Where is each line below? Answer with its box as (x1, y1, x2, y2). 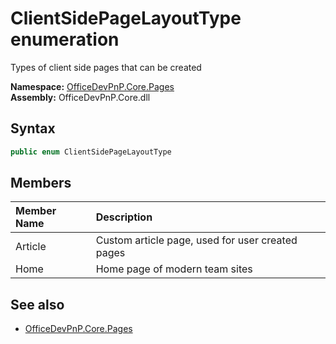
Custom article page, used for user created (95, 233, 298, 247)
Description (95, 210, 153, 224)
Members (10, 175, 72, 192)
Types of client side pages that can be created (10, 61, 202, 73)
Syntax (10, 120, 56, 137)
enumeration (10, 28, 120, 51)
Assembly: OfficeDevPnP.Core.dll (10, 91, 151, 103)
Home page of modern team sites (95, 262, 253, 276)
